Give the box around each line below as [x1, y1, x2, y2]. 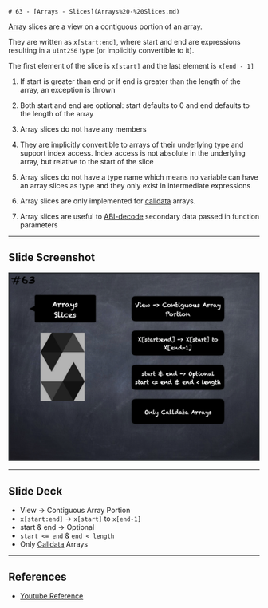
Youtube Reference [19, 590, 84, 601]
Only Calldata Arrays [19, 539, 89, 549]
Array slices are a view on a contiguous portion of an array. [8, 22, 203, 31]
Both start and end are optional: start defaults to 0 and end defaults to [19, 101, 250, 110]
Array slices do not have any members [19, 124, 147, 134]
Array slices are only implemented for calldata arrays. [19, 196, 196, 206]
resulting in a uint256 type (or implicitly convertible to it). [8, 45, 195, 55]
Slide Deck [8, 484, 63, 498]
